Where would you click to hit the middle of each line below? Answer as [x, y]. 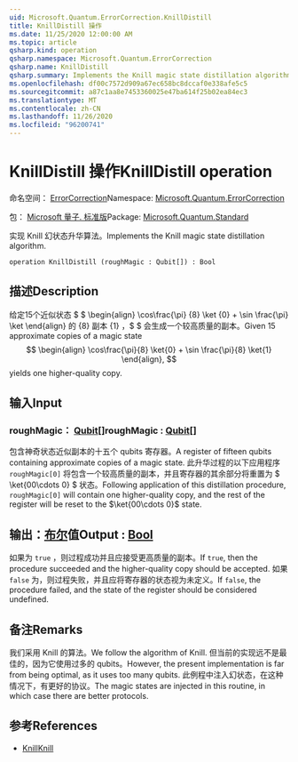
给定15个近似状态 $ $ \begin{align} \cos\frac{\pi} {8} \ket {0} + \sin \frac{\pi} [149, 314]
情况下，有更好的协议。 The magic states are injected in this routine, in [137, 686]
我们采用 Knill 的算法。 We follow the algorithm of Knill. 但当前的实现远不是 [144, 653]
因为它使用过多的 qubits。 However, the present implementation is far [158, 664]
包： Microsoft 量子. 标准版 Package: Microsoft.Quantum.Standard [129, 217]
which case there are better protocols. [79, 696]
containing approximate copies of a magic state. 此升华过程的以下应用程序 [145, 462]
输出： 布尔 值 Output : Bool [81, 534]
